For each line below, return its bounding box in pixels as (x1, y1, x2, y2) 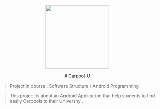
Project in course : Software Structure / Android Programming (9, 83, 139, 89)
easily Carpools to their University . (9, 98, 83, 104)
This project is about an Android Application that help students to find (9, 93, 155, 99)
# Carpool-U (64, 73, 90, 79)
